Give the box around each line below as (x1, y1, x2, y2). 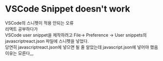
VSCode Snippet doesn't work (5, 3, 130, 15)
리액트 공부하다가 (5, 26, 38, 32)
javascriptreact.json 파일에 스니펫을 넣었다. (5, 38, 89, 44)
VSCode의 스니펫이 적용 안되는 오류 (5, 20, 74, 26)
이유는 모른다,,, (5, 50, 34, 56)
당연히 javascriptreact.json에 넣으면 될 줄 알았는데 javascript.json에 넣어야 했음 (5, 44, 159, 50)
